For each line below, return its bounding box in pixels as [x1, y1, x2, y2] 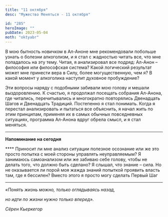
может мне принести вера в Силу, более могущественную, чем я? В [5, 70, 152, 75]
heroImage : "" [5, 25, 35, 30]
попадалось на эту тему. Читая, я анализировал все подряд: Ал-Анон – [5, 59, 158, 65]
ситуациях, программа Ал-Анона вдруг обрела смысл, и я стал [5, 117, 141, 122]
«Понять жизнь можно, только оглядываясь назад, [5, 187, 115, 193]
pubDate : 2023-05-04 [5, 30, 48, 35]
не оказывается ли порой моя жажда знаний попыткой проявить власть [5, 167, 160, 173]
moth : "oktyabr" [5, 35, 39, 40]
